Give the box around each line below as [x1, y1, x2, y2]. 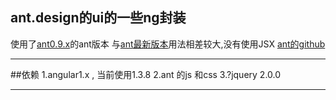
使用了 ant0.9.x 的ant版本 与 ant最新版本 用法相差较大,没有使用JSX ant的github [10, 38, 326, 50]
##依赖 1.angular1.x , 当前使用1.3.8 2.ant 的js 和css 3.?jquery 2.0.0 [10, 68, 282, 80]
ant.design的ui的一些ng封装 [10, 9, 187, 27]
